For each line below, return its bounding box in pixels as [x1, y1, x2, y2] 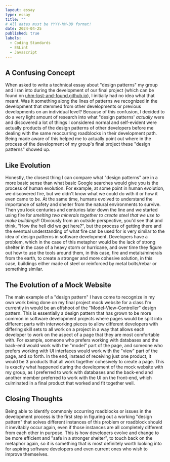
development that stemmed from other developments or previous [5, 103, 142, 109]
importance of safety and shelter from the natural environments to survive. [5, 201, 161, 207]
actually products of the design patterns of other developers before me [5, 125, 154, 131]
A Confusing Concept [5, 68, 75, 77]
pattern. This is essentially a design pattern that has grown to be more [5, 310, 152, 316]
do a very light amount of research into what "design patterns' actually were [5, 114, 164, 120]
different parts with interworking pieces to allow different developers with [5, 321, 158, 327]
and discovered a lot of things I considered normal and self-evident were [5, 119, 157, 125]
